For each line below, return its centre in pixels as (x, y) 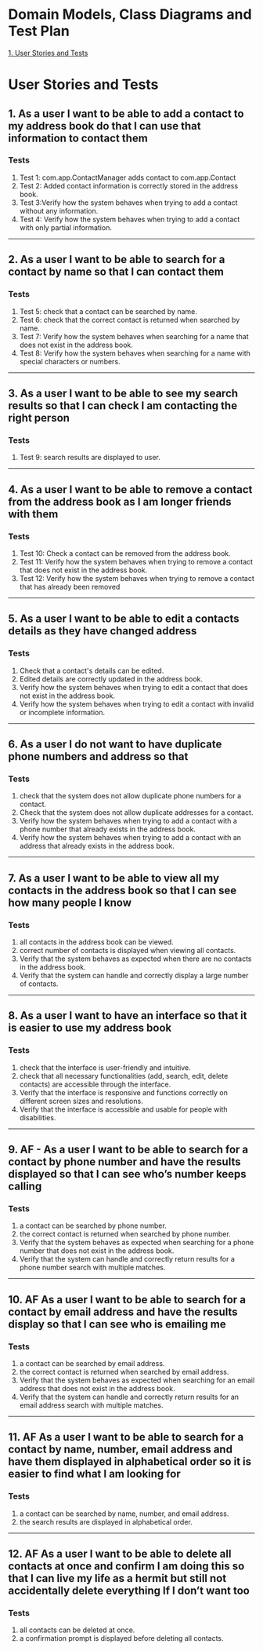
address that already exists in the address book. (97, 846)
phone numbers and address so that (98, 756)
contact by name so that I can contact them (116, 272)
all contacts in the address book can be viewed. (96, 942)
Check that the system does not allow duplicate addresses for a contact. (136, 813)
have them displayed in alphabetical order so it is (130, 1462)
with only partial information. (65, 227)
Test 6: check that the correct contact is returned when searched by (130, 320)
